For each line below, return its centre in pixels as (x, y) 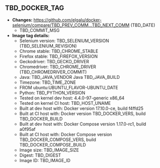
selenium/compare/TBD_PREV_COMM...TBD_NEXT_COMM (71, 25)
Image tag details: (31, 35)
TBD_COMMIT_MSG (40, 30)
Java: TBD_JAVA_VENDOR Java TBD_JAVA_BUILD (70, 77)
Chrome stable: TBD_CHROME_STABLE (59, 51)
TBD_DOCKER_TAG (35, 8)
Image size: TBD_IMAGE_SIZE (49, 150)
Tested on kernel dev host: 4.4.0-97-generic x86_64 (72, 98)
